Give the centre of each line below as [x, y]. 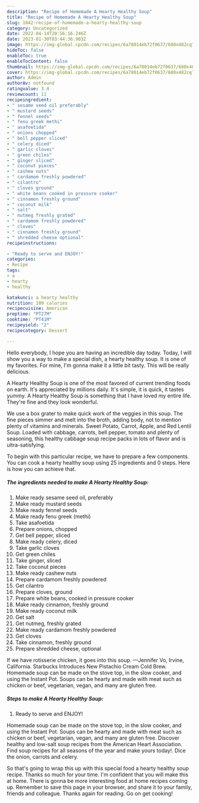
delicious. [18, 372]
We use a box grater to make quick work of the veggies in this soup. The [95, 413]
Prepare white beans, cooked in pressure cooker [74, 598]
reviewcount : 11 [27, 94]
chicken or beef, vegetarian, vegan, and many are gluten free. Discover [93, 738]
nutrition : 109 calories [37, 303]
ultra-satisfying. [26, 444]
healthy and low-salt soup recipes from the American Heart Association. [94, 744]
